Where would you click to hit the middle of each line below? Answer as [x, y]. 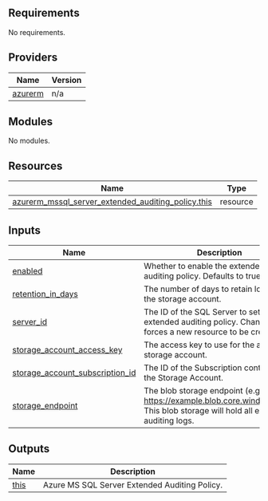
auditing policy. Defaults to [193, 276]
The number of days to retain [198, 289]
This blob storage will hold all [198, 411]
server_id [30, 322]
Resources [35, 166]
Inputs [25, 230]
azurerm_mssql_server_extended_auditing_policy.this [112, 202]
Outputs [29, 449]
